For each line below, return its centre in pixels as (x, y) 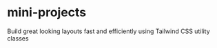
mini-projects (47, 13)
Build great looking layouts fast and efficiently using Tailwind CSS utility (108, 31)
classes (18, 38)
